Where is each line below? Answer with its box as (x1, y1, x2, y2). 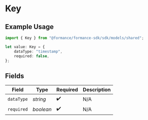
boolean (32, 106, 52, 113)
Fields (5, 72, 25, 80)
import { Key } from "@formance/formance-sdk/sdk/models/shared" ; (5, 35, 144, 40)
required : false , (14, 54, 50, 59)
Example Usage (5, 23, 54, 31)
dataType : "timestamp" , (14, 49, 63, 54)
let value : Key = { (5, 44, 45, 49)
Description (83, 87, 111, 93)
